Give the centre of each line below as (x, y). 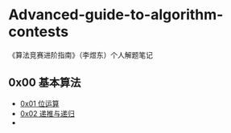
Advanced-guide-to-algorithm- (116, 15)
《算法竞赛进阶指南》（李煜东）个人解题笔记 (80, 54)
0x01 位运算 (39, 103)
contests (39, 32)
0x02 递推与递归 (47, 113)
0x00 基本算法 (45, 83)
